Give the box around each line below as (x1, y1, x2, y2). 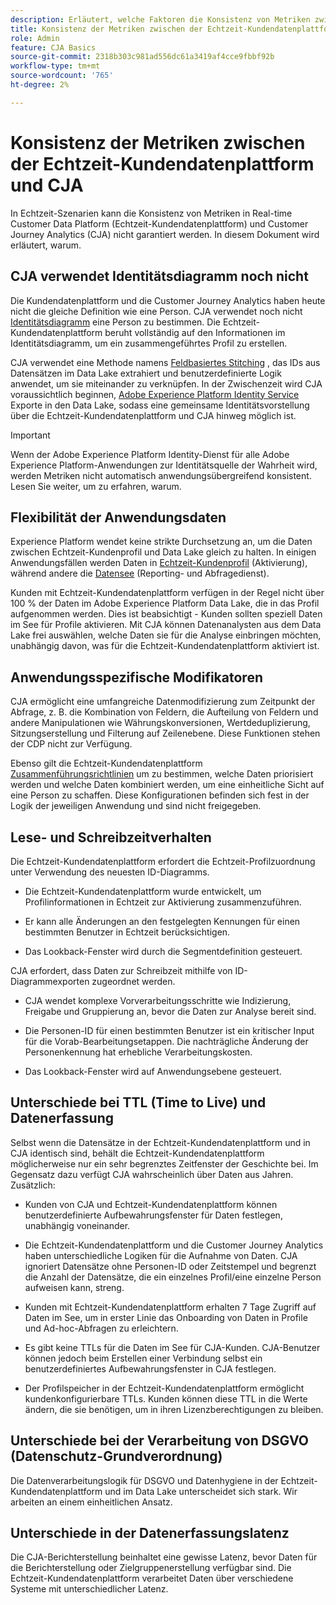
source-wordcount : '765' (10, 71, 114, 81)
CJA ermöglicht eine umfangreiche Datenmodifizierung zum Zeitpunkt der (10, 696, 316, 708)
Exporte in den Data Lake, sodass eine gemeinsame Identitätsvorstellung (10, 399, 310, 411)
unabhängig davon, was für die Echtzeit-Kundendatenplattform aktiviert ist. (10, 640, 320, 652)
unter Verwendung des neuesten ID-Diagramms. (10, 866, 210, 878)
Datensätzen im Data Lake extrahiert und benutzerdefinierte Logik (10, 367, 282, 379)
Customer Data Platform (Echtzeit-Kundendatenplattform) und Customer (10, 217, 309, 230)
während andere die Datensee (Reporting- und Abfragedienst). (10, 567, 270, 580)
